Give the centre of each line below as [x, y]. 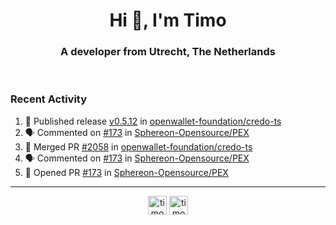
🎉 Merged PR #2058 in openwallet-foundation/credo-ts [138, 146]
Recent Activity [49, 99]
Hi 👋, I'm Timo [168, 20]
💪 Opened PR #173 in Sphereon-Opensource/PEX [126, 172]
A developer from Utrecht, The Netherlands [168, 52]
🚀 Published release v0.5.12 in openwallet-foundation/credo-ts [153, 121]
